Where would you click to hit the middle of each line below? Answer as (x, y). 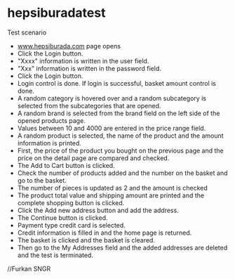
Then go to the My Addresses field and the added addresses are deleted (122, 247)
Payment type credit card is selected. (72, 225)
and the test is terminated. (55, 255)
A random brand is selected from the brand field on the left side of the (119, 113)
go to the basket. (42, 180)
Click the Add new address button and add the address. (98, 210)
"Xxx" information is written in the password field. (89, 68)
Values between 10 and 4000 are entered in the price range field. (112, 128)
